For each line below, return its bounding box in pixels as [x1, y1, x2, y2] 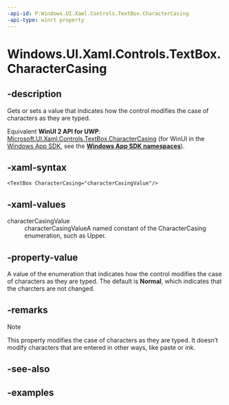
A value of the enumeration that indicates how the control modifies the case [7, 269, 222, 278]
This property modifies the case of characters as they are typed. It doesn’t [7, 335, 219, 344]
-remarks [7, 304, 48, 316]
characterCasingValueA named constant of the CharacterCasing [24, 225, 206, 233]
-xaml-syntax [7, 161, 67, 173]
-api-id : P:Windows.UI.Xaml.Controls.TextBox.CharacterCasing [7, 10, 189, 17]
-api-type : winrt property [7, 17, 85, 23]
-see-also [7, 363, 50, 375]
